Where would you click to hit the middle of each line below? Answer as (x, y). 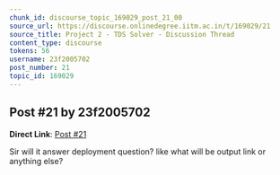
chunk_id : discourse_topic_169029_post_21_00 (96, 17)
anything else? (36, 161)
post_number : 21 (39, 68)
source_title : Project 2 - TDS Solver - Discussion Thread (122, 34)
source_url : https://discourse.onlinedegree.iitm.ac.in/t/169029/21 (140, 26)
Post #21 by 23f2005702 (80, 113)
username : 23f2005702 (50, 59)
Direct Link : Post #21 (48, 134)
